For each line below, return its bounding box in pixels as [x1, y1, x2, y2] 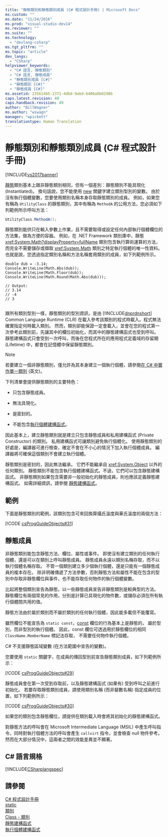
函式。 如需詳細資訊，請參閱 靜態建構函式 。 [9, 480, 100, 486]
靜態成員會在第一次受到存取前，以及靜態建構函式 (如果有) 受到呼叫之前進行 [5, 680, 160, 686]
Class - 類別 [5, 814, 30, 820]
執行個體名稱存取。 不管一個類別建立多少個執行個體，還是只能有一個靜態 [5, 563, 155, 569]
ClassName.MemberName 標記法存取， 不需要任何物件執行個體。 [5, 633, 131, 639]
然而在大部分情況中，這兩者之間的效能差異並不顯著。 [5, 736, 115, 742]
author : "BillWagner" [5, 105, 50, 110]
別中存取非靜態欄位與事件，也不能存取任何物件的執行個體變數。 [5, 576, 136, 582]
